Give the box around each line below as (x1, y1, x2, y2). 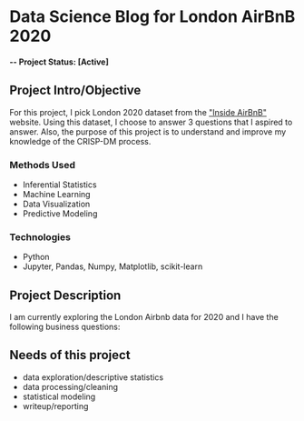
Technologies (9, 230, 71, 243)
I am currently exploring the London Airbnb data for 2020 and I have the (9, 312, 279, 322)
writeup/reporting (22, 400, 89, 411)
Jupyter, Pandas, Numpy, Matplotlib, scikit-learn (22, 261, 203, 272)
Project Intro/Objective (9, 83, 142, 98)
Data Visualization (22, 198, 91, 209)
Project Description (9, 287, 122, 303)
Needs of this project (9, 347, 131, 363)
